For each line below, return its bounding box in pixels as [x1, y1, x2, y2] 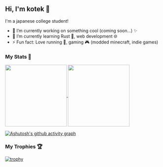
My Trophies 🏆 [5, 143, 43, 150]
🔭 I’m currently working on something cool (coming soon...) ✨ [12, 28, 138, 34]
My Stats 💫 [5, 53, 32, 60]
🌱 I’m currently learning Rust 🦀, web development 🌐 [12, 33, 118, 39]
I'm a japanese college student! [5, 18, 69, 24]
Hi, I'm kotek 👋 [5, 5, 50, 13]
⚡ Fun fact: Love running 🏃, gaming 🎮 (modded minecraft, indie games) [12, 39, 159, 45]
